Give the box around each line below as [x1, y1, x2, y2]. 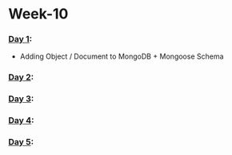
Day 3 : [8, 93, 34, 104]
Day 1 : [8, 34, 33, 45]
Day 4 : [8, 115, 34, 126]
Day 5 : [8, 137, 34, 148]
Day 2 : [8, 71, 34, 83]
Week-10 [8, 5, 69, 23]
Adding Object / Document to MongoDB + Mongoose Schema [19, 51, 224, 61]
